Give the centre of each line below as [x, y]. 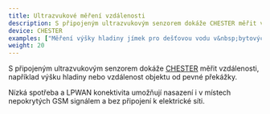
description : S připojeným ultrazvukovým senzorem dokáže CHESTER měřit [133, 23]
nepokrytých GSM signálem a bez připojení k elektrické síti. [106, 101]
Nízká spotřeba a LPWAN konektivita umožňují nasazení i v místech [120, 92]
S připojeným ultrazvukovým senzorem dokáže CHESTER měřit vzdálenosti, [134, 68]
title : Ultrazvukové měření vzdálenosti [77, 16]
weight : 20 [27, 46]
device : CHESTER [35, 31]
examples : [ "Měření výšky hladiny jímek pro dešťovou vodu [109, 38]
